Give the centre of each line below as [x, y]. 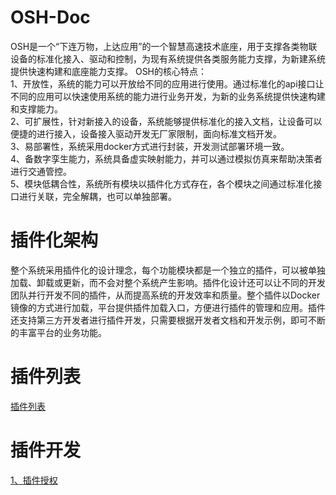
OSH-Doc [50, 17]
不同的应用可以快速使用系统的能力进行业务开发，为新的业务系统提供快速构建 [168, 96]
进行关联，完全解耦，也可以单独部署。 [97, 196]
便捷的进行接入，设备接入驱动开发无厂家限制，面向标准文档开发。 [146, 133]
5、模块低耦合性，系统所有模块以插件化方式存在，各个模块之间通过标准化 [162, 183]
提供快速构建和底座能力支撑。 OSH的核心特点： [109, 71]
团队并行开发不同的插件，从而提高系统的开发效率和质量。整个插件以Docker [165, 295]
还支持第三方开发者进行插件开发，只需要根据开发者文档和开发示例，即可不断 [168, 320]
